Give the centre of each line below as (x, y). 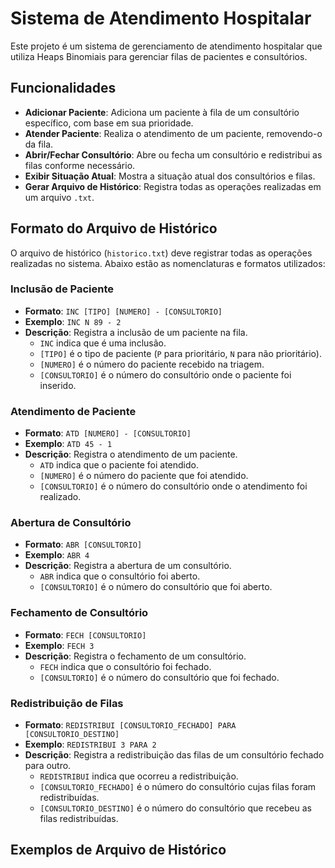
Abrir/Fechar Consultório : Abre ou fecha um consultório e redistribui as (173, 154)
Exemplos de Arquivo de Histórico (118, 850)
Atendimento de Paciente (73, 411)
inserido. (58, 385)
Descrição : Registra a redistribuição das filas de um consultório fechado (174, 755)
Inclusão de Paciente (62, 289)
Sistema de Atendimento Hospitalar (161, 18)
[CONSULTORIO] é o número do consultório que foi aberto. (156, 587)
